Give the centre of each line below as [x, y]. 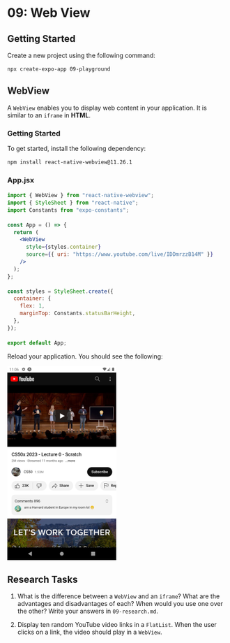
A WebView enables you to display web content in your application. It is [107, 108]
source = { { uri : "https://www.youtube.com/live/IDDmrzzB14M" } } [120, 254]
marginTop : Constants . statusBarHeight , [78, 313]
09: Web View [49, 13]
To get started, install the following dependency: [77, 148]
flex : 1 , [32, 306]
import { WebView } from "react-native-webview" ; [81, 196]
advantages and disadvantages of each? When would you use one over [120, 604]
